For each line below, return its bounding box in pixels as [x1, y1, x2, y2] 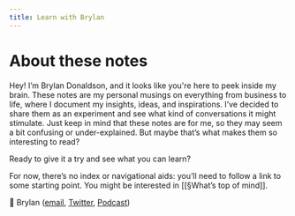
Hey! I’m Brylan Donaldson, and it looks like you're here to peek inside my [9, 80, 276, 91]
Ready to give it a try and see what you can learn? [9, 153, 192, 164]
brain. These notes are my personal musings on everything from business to [9, 89, 287, 100]
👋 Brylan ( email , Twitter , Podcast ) [9, 197, 131, 207]
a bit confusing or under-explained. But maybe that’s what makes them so [9, 127, 278, 138]
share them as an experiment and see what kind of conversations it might [9, 108, 276, 119]
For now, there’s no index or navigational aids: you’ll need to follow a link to [9, 170, 281, 181]
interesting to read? [9, 136, 80, 146]
